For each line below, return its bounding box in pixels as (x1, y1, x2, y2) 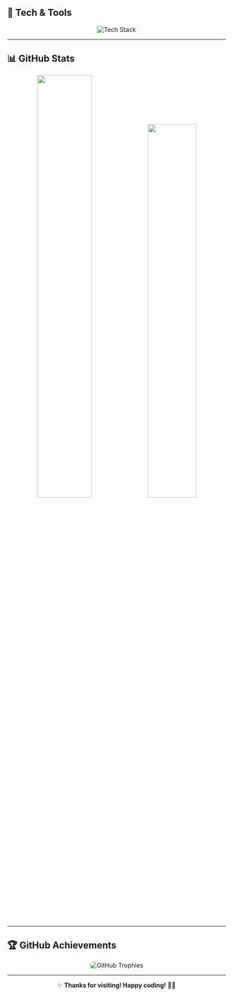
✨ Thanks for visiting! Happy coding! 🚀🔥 (57, 981, 176, 990)
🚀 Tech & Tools (7, 7, 72, 19)
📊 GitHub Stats (7, 53, 75, 64)
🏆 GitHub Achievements (7, 940, 116, 952)
